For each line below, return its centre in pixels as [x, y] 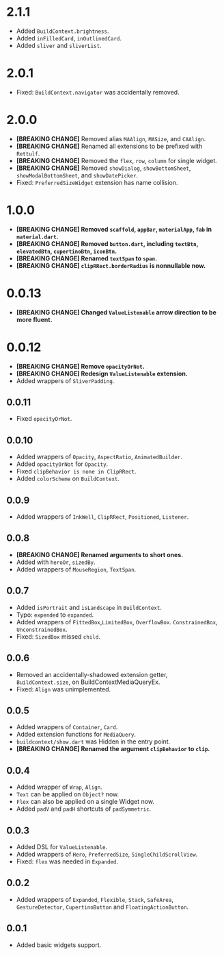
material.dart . [37, 236]
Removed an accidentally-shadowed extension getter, [92, 674]
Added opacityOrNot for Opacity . [62, 464]
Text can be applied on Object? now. [68, 794]
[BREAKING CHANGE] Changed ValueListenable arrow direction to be [116, 312]
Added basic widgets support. [59, 945]
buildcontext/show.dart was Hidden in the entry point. [93, 741]
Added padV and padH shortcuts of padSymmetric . [84, 809]
